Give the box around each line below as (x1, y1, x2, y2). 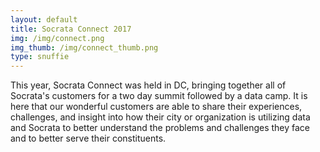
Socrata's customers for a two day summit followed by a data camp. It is (10, 90, 308, 102)
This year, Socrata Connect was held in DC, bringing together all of (10, 79, 287, 91)
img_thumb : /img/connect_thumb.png (10, 42, 159, 53)
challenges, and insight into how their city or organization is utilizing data (10, 111, 311, 123)
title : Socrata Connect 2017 (10, 24, 132, 34)
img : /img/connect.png (10, 33, 105, 43)
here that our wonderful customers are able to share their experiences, (10, 101, 303, 113)
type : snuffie (10, 52, 70, 62)
